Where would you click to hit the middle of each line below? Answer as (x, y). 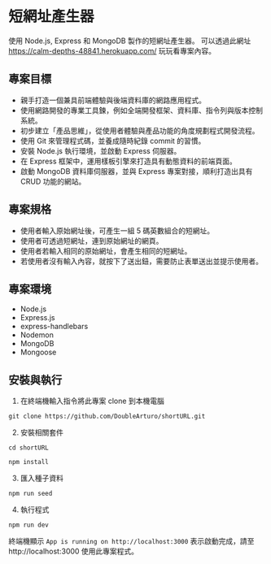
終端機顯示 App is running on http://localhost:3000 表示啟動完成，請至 (131, 541)
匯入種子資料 (42, 478)
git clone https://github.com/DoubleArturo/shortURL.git (107, 416)
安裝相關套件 (42, 432)
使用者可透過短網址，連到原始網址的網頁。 (92, 241)
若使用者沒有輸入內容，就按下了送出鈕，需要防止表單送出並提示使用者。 (141, 261)
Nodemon (37, 335)
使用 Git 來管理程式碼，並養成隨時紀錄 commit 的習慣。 (113, 141)
